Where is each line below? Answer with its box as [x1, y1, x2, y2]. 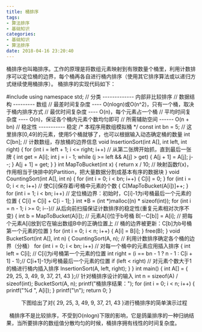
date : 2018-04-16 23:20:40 [6, 48, 74, 54]
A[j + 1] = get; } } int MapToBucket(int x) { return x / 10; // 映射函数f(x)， [15, 161, 192, 168]
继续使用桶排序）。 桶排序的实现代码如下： [11, 80, 116, 87]
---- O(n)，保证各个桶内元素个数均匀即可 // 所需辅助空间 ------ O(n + [17, 115, 189, 123]
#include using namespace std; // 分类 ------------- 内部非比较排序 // [6, 93, 178, 100]
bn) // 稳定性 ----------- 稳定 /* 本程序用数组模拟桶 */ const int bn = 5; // [6, 123, 185, 130]
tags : [6, 14, 20, 20]
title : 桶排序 [6, 8, 39, 15]
